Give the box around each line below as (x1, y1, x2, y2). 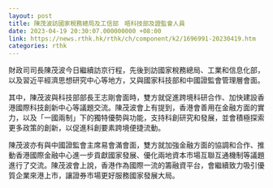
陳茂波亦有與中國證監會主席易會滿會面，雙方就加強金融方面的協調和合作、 (8, 140, 258, 150)
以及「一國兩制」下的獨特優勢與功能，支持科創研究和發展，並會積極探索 (22, 113, 265, 122)
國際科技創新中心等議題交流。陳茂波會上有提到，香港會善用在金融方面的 (15, 103, 258, 113)
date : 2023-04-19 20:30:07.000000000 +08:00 (8, 27, 162, 35)
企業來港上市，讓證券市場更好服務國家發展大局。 (15, 171, 180, 181)
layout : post (8, 11, 53, 20)
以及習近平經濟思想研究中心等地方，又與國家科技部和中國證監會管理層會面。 (8, 75, 265, 85)
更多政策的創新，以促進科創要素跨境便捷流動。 (8, 123, 165, 133)
